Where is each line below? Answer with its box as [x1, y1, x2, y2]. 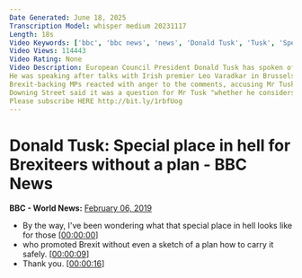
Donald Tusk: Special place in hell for [9, 135, 291, 155]
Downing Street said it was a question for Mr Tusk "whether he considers [9, 88, 296, 97]
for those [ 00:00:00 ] [22, 230, 99, 240]
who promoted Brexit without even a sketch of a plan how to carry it [22, 239, 274, 250]
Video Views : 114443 [9, 47, 87, 56]
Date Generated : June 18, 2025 [9, 13, 127, 22]
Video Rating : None [9, 55, 83, 64]
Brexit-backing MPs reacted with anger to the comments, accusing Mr [9, 80, 276, 89]
